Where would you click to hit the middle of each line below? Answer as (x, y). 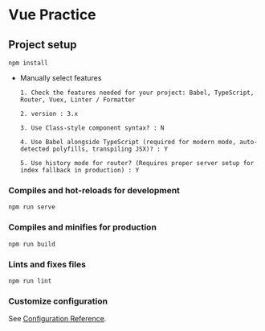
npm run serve (32, 207)
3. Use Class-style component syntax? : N (92, 128)
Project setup (43, 45)
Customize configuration (58, 301)
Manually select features (61, 78)
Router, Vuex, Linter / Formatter (77, 100)
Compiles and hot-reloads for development (94, 190)
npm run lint (30, 281)
